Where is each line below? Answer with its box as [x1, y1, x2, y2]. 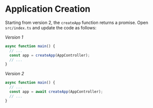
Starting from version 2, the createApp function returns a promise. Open [5, 20, 148, 25]
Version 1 [5, 34, 23, 40]
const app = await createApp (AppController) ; [9, 89, 103, 94]
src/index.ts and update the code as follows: [5, 24, 97, 30]
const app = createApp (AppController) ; [9, 53, 90, 58]
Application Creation [5, 3, 91, 15]
